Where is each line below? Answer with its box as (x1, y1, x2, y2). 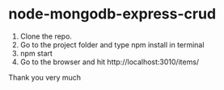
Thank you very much (8, 72, 82, 82)
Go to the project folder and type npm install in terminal (19, 39, 205, 49)
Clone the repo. (19, 31, 73, 41)
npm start (19, 48, 53, 58)
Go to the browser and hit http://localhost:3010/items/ (19, 57, 200, 67)
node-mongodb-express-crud (8, 5, 217, 23)
